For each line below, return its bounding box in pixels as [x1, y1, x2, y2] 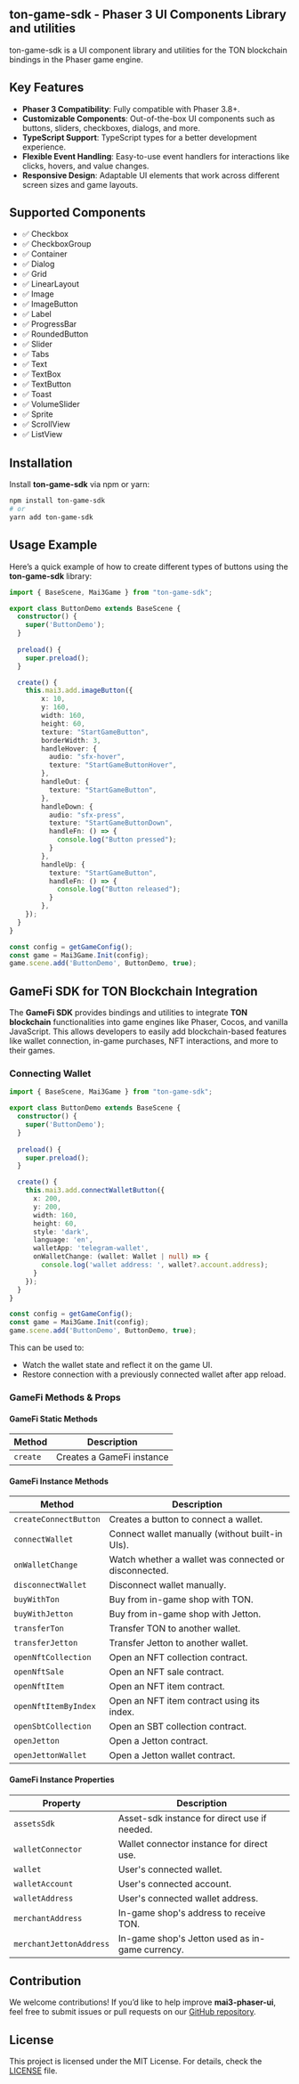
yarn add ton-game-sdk [9, 513, 93, 522]
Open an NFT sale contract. [109, 1665, 224, 1678]
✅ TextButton [21, 379, 71, 390]
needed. [117, 1823, 153, 1836]
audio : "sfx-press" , [48, 810, 125, 819]
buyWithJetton [13, 1609, 74, 1619]
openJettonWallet [13, 1750, 87, 1761]
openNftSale [13, 1667, 65, 1677]
